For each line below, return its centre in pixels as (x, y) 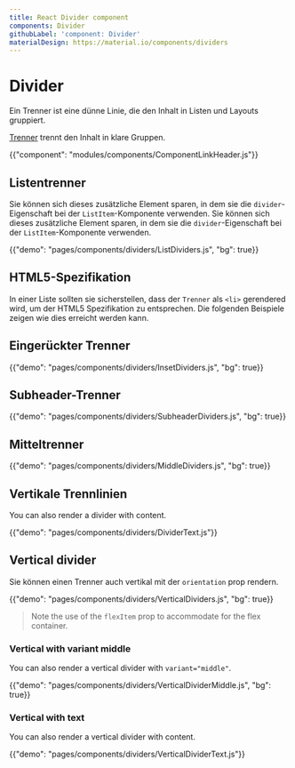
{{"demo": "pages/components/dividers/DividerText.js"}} (113, 532)
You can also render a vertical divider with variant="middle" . (120, 668)
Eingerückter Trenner (70, 346)
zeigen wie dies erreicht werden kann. (79, 317)
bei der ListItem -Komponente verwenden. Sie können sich (162, 213)
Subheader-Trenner (65, 395)
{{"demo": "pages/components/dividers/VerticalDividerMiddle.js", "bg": (140, 685)
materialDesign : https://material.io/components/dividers (119, 42)
